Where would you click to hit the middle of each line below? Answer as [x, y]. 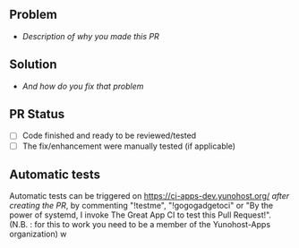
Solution [33, 65]
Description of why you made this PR [90, 36]
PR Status [37, 114]
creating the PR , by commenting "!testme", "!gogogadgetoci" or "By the [141, 206]
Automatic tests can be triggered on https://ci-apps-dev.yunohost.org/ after [149, 196]
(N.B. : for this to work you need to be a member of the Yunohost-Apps [140, 225]
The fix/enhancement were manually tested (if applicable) [128, 146]
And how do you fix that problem [83, 86]
